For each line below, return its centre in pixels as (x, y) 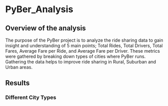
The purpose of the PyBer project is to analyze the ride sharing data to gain (84, 40)
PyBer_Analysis (39, 9)
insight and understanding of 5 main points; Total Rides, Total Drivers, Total (84, 46)
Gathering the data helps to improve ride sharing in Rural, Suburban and (81, 62)
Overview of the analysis (46, 28)
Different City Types (31, 97)
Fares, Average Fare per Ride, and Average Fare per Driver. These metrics (83, 51)
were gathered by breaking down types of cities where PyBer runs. (76, 56)
